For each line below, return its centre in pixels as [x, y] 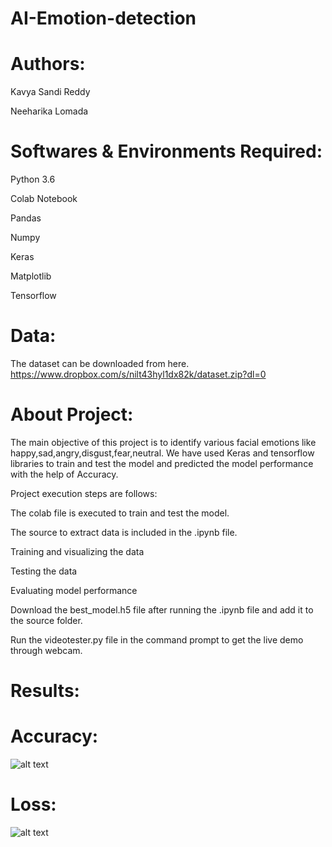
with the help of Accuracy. [64, 474]
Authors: [48, 64]
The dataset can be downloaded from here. [100, 363]
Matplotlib [31, 276]
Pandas [26, 218]
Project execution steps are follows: [84, 493]
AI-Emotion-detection [103, 18]
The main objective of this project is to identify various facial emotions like [163, 442]
